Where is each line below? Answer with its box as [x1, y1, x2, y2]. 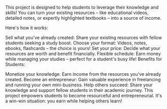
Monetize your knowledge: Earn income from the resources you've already [5, 71, 161, 77]
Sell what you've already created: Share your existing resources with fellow [5, 35, 162, 40]
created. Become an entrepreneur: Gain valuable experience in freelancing [5, 77, 161, 82]
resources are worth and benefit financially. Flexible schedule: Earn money [5, 50, 161, 57]
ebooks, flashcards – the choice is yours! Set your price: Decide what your [5, 45, 160, 51]
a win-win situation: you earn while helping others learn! [5, 98, 122, 104]
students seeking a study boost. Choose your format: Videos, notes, [5, 40, 148, 46]
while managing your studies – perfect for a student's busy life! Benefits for [5, 56, 162, 62]
